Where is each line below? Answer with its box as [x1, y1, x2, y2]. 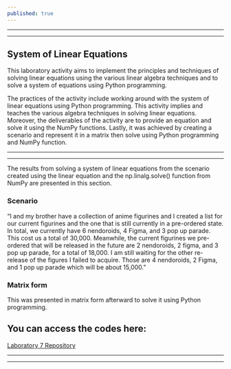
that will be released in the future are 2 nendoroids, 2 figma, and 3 [30, 241, 219, 249]
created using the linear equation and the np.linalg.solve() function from [7, 172, 211, 180]
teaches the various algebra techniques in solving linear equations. [7, 109, 197, 118]
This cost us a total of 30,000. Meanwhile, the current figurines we [7, 234, 196, 242]
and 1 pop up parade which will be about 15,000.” [7, 262, 146, 271]
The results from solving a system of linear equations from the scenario [7, 164, 210, 172]
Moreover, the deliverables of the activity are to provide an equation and [7, 116, 212, 124]
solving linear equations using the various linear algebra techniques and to [7, 74, 219, 82]
